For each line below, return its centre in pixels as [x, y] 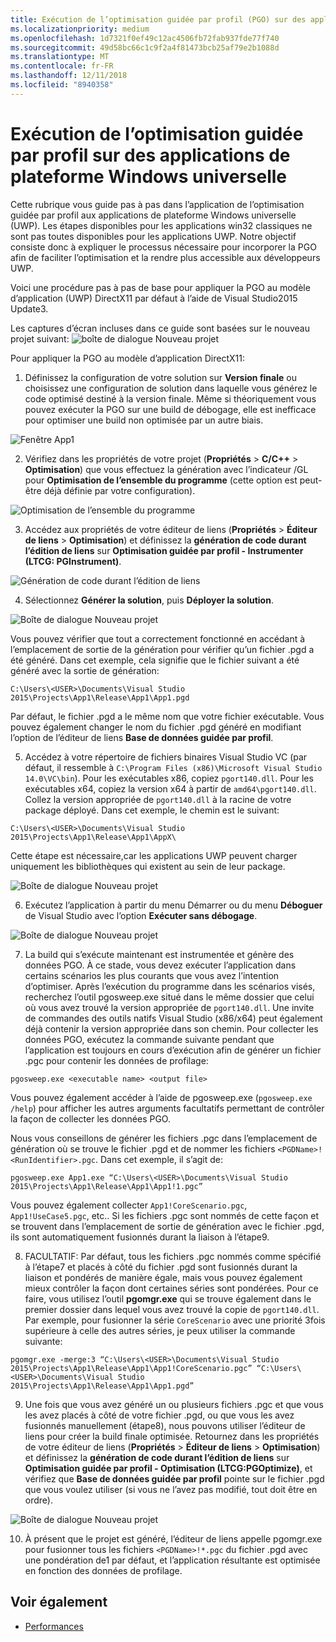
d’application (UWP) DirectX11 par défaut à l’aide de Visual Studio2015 [154, 298]
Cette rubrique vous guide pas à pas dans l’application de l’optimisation [157, 204]
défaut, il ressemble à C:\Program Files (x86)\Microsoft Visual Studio [173, 767]
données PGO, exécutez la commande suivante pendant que [149, 1039]
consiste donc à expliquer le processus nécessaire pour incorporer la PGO [163, 247]
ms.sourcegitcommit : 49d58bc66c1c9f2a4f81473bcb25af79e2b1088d [145, 47]
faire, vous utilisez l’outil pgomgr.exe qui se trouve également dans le [168, 1298]
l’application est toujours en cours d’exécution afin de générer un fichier [173, 1050]
